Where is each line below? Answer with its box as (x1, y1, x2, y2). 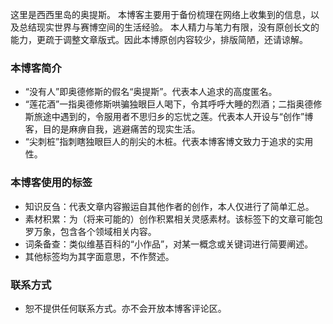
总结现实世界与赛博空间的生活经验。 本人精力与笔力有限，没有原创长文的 (18, 21, 320, 33)
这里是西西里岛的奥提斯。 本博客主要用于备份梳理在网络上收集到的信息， (10, 9, 311, 20)
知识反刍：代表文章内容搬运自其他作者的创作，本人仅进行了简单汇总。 (24, 200, 315, 212)
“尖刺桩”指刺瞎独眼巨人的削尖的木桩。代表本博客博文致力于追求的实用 (24, 136, 314, 148)
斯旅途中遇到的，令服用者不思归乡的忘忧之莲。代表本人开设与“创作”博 (24, 111, 314, 123)
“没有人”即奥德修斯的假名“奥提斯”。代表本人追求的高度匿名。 (24, 86, 278, 98)
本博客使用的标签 (10, 176, 93, 190)
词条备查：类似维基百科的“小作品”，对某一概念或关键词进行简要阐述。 (24, 238, 314, 250)
